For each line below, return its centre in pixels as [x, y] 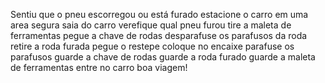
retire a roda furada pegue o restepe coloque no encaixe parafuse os [152, 46]
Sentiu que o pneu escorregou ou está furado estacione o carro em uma [159, 14]
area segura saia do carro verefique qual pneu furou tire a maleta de [151, 25]
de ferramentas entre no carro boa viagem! [99, 67]
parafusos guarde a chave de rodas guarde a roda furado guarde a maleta [163, 57]
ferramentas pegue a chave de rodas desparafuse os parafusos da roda [159, 35]
